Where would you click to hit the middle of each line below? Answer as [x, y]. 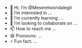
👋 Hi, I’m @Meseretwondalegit [41, 8]
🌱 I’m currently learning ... [36, 18]
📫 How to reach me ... [33, 29]
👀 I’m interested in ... [31, 13]
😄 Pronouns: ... [26, 36]
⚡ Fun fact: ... [23, 41]
